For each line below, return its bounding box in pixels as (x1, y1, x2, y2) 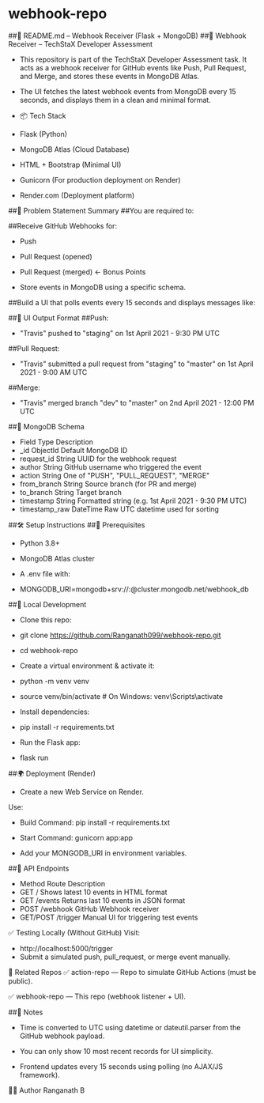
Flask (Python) (19, 129, 68, 138)
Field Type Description (19, 436, 93, 447)
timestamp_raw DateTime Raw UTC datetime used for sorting (19, 504, 220, 514)
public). (8, 976, 33, 985)
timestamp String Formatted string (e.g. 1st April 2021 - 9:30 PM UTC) (19, 496, 247, 505)
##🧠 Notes (8, 1007, 43, 1017)
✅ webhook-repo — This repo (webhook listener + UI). (8, 992, 187, 1001)
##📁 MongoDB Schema (8, 421, 85, 431)
